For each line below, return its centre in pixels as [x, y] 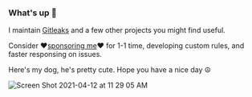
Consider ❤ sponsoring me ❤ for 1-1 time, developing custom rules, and [126, 46]
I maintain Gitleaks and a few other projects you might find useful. [117, 30]
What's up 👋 [33, 13]
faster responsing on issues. [55, 55]
